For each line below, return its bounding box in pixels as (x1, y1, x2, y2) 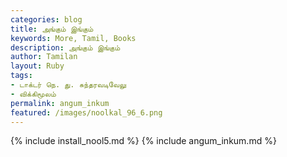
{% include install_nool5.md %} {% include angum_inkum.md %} (10, 135, 277, 147)
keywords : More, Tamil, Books (10, 33, 137, 43)
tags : (10, 71, 33, 81)
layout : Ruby (10, 61, 65, 71)
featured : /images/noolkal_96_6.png (10, 107, 163, 118)
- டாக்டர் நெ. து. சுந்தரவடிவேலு (10, 80, 127, 90)
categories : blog (10, 14, 83, 25)
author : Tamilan (10, 52, 78, 62)
